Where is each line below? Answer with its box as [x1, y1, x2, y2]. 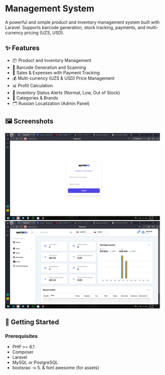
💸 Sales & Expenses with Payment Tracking [12, 69, 100, 75]
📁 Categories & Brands [12, 94, 58, 101]
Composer [12, 349, 34, 355]
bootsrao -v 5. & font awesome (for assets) [12, 365, 100, 371]
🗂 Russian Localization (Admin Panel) [12, 100, 90, 106]
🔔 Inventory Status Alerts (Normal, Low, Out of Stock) [12, 90, 120, 95]
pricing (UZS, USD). [24, 30, 65, 35]
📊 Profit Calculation [12, 82, 53, 89]
